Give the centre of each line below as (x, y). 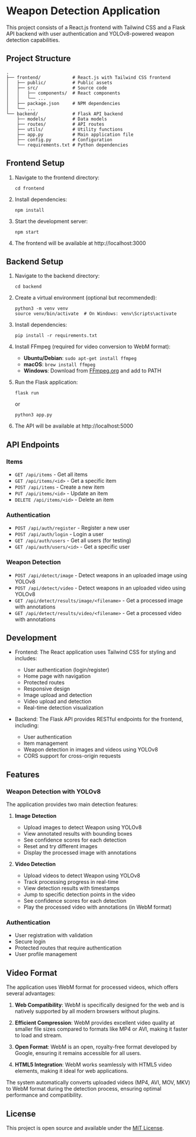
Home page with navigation (57, 676)
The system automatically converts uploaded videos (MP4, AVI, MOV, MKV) (98, 1082)
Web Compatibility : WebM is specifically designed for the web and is (99, 1005)
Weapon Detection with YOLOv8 (54, 791)
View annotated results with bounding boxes (78, 834)
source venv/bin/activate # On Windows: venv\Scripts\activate (96, 314)
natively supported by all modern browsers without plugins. (87, 1011)
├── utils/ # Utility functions (70, 129)
